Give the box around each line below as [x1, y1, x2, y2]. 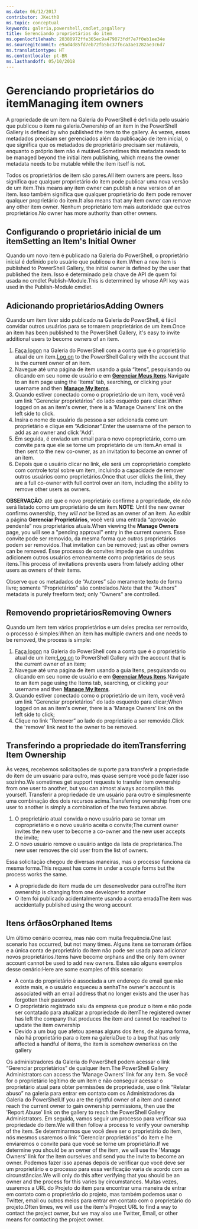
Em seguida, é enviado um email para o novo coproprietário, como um [14, 435, 186, 442]
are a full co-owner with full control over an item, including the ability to [14, 479, 189, 487]
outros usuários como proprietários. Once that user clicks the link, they [14, 473, 186, 480]
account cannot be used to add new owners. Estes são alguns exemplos [6, 959, 183, 967]
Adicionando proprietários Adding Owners [6, 300, 164, 311]
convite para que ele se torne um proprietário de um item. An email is [14, 442, 182, 449]
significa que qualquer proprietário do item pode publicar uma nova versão [6, 178, 189, 185]
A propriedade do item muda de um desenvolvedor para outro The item [14, 882, 187, 889]
